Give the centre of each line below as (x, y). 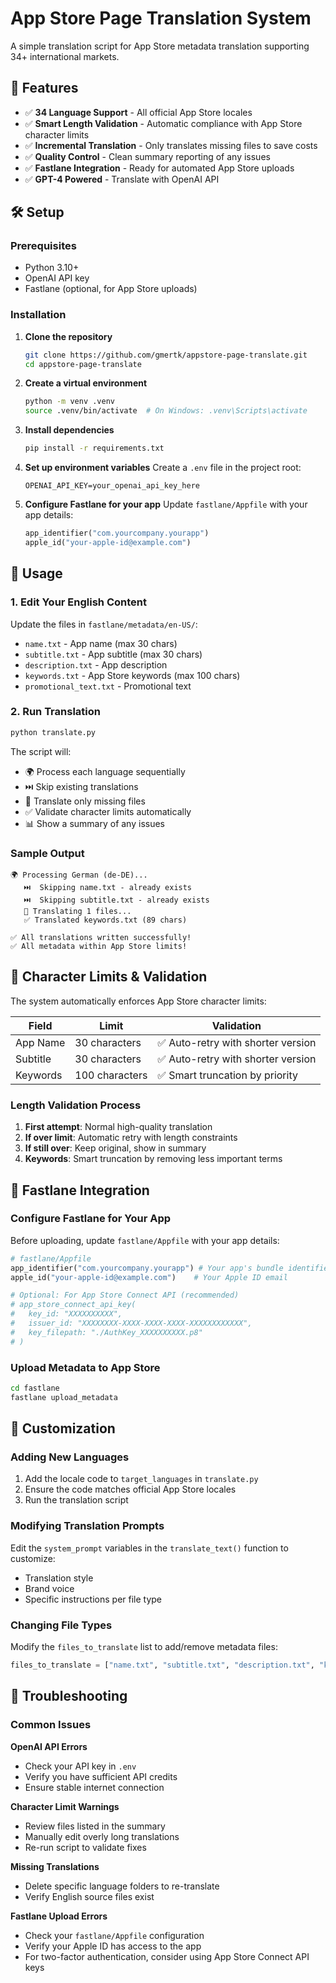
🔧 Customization (63, 1428)
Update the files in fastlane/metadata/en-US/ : (104, 624)
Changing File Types (61, 1625)
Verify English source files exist (89, 1896)
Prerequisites (43, 246)
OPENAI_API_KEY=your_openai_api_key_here (112, 486)
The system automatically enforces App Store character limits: (138, 1001)
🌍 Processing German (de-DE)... (79, 875)
